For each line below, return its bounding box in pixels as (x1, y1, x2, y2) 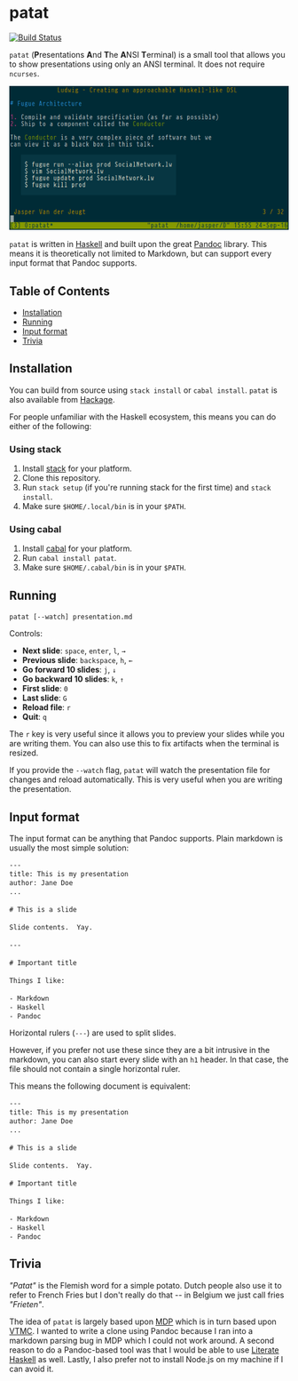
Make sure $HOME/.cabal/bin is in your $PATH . (21, 563, 186, 573)
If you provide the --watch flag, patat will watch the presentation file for (9, 765, 271, 776)
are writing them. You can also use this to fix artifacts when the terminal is (9, 738, 279, 749)
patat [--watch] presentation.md (9, 612, 133, 622)
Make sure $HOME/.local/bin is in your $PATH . (21, 501, 186, 512)
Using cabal (9, 523, 62, 536)
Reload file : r (21, 702, 71, 713)
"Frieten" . (9, 1298, 44, 1309)
